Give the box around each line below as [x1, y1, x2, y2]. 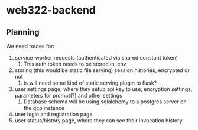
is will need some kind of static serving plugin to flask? [23, 79, 157, 86]
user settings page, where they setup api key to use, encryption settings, [14, 86, 193, 92]
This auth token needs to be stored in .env [23, 60, 126, 67]
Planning [6, 27, 40, 37]
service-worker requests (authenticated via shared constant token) [14, 54, 178, 61]
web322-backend [6, 4, 96, 17]
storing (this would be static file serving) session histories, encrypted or [14, 67, 190, 74]
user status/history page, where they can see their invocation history [14, 117, 183, 124]
